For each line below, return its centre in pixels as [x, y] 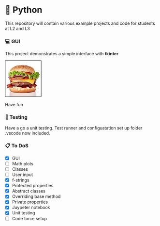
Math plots [23, 163]
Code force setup [29, 218]
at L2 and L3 [17, 28]
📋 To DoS [17, 146]
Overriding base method [36, 196]
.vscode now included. [28, 133]
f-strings [21, 180]
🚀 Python [24, 10]
